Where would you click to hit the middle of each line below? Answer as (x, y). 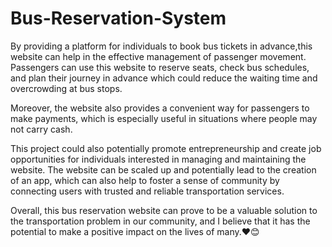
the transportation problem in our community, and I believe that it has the (160, 221)
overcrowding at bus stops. (66, 88)
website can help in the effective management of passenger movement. (158, 56)
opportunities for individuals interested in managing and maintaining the (158, 159)
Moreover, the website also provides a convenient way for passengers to (160, 108)
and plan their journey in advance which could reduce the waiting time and (164, 78)
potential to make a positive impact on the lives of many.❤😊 (135, 231)
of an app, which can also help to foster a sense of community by (145, 180)
